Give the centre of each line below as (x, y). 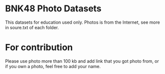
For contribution (39, 48)
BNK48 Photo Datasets (53, 9)
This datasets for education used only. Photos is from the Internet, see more (82, 22)
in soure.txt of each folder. (32, 27)
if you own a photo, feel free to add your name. (53, 66)
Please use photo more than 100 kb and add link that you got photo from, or (82, 61)
